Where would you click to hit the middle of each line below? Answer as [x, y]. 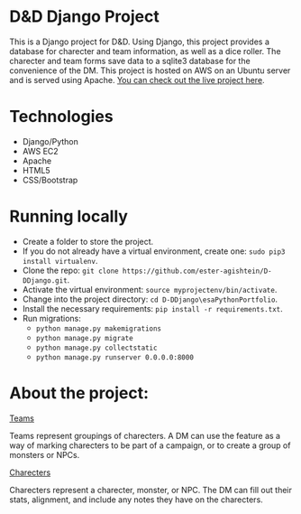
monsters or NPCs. [45, 454]
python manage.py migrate [84, 338]
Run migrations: [51, 318]
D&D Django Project [84, 17]
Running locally [69, 216]
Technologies [62, 117]
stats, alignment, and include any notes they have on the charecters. [136, 500]
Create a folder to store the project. [88, 241]
